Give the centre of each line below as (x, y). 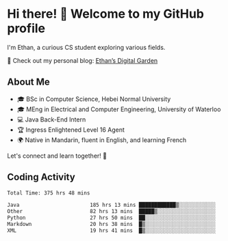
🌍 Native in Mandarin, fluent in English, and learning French (102, 140)
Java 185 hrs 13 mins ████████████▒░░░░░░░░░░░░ (111, 205)
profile (26, 28)
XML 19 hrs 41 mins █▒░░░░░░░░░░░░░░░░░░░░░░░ (111, 230)
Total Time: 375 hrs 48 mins (49, 193)
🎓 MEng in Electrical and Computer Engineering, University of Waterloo (119, 109)
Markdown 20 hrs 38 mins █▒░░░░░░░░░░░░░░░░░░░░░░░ (111, 225)
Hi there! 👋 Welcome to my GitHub (105, 14)
